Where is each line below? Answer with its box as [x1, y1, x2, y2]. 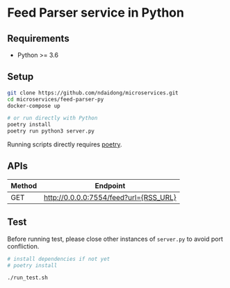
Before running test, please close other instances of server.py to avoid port [7, 235, 224, 243]
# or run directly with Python [7, 115, 98, 122]
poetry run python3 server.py [7, 128, 95, 135]
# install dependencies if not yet [7, 255, 110, 262]
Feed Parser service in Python [7, 5, 184, 21]
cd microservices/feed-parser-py [7, 96, 104, 103]
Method [10, 180, 38, 190]
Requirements [7, 33, 69, 44]
